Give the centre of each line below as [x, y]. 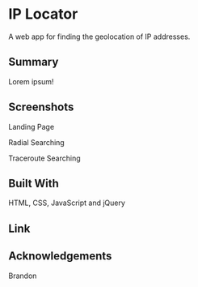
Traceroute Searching [44, 158]
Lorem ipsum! [31, 81]
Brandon [23, 276]
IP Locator [43, 14]
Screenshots [41, 107]
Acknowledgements [60, 256]
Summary [34, 62]
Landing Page [32, 126]
